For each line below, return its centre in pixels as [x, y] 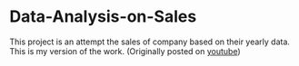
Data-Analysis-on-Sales [103, 17]
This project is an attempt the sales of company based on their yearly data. [150, 42]
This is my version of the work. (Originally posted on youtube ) [125, 51]
